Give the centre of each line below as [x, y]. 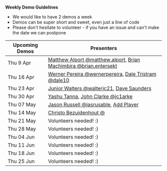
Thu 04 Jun [21, 137]
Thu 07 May [22, 104]
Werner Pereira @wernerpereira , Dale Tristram [102, 74]
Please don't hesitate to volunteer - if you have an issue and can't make [86, 27]
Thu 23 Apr [21, 88]
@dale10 [59, 80]
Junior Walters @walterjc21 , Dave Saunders [100, 88]
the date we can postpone [39, 33]
